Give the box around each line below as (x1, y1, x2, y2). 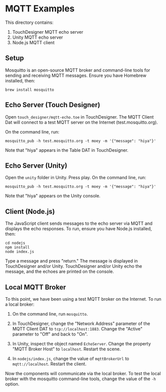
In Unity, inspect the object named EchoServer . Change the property (12, 341, 151, 346)
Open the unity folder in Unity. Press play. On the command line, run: (5, 175, 146, 181)
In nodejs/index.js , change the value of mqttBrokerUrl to (12, 356, 129, 361)
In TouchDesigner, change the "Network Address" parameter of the (12, 321, 150, 327)
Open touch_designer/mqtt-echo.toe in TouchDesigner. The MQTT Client (5, 114, 154, 120)
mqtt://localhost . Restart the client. (12, 361, 87, 367)
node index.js (5, 249, 35, 255)
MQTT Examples (5, 3, 75, 14)
